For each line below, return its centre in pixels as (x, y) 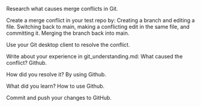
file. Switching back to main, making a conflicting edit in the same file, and (98, 27)
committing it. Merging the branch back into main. (68, 33)
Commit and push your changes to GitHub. (59, 98)
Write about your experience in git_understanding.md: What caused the (94, 56)
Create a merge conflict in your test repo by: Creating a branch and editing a (100, 20)
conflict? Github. (26, 63)
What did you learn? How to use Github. (55, 86)
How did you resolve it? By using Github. (56, 74)
